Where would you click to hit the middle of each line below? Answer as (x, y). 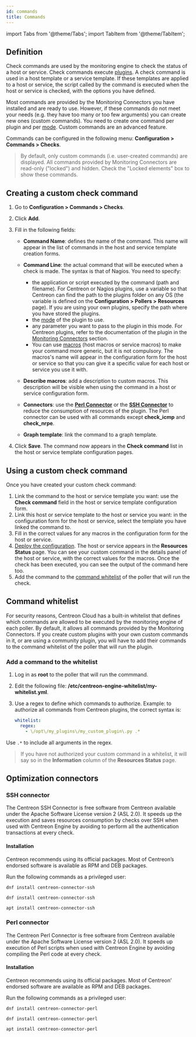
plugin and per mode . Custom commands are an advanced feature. (87, 127)
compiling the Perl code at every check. (54, 954)
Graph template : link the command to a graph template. (90, 435)
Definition (24, 52)
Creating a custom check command (72, 193)
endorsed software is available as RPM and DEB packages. (77, 865)
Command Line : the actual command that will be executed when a (103, 265)
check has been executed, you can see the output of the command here (101, 564)
